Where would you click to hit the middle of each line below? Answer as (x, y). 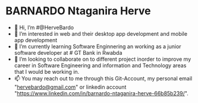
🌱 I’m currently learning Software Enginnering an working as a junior (98, 46)
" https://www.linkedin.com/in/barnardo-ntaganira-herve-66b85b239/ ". (101, 93)
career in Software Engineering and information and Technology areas (100, 65)
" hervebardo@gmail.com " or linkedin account (70, 87)
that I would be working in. (47, 71)
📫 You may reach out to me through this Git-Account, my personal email (103, 78)
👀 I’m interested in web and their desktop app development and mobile (101, 33)
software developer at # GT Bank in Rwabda (68, 52)
